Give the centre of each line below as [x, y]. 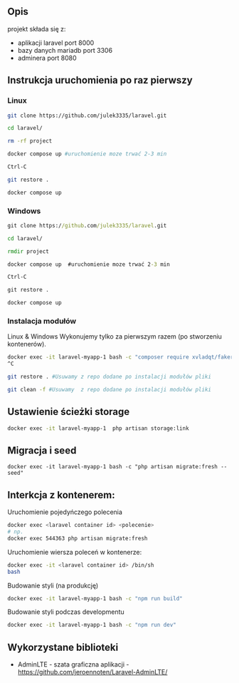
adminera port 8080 [47, 58]
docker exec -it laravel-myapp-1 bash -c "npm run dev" [92, 625]
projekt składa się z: [37, 29]
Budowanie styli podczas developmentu [66, 612]
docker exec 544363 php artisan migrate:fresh [78, 538]
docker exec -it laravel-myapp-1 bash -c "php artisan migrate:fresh [113, 467]
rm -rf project [30, 141]
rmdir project [28, 251]
